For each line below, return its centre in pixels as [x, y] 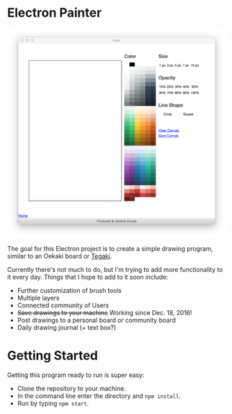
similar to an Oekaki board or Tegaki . [60, 256]
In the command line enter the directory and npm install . [99, 396]
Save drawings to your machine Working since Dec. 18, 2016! [105, 312]
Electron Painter [55, 13]
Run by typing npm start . [53, 403]
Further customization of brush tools [69, 290]
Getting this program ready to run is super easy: [76, 375]
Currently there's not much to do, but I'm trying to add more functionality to [115, 269]
